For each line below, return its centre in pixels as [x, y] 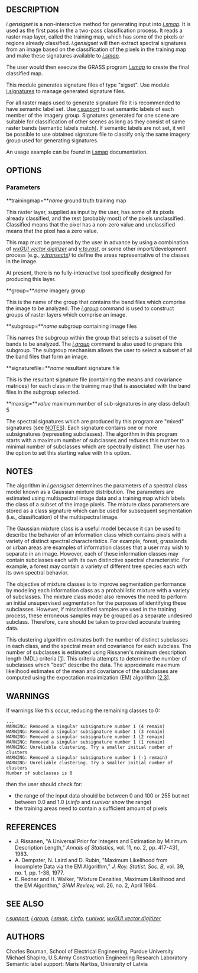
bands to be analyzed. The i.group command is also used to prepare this [94, 344]
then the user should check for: [44, 784]
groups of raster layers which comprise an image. [66, 314]
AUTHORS [26, 937]
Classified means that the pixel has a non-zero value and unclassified [91, 224]
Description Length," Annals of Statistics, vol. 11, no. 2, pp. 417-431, [97, 847]
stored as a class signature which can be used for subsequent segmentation [99, 511]
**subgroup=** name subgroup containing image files [72, 326]
